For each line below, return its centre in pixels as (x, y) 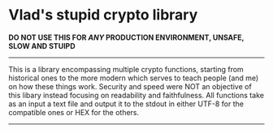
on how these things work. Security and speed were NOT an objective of (130, 86)
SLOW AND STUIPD (42, 45)
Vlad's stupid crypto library (103, 15)
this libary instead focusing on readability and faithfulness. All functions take (136, 95)
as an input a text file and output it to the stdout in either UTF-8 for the (126, 104)
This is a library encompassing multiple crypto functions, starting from (126, 69)
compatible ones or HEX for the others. (74, 112)
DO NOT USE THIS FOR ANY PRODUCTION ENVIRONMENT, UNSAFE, (126, 37)
